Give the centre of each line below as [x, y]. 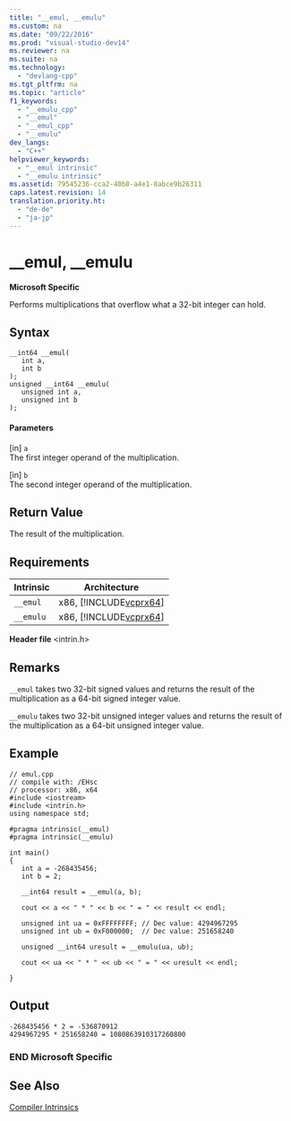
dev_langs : [30, 143]
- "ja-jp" [35, 217]
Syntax [30, 332]
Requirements [49, 562]
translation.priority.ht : [57, 201]
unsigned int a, [51, 392]
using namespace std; [50, 813]
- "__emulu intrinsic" [60, 176]
